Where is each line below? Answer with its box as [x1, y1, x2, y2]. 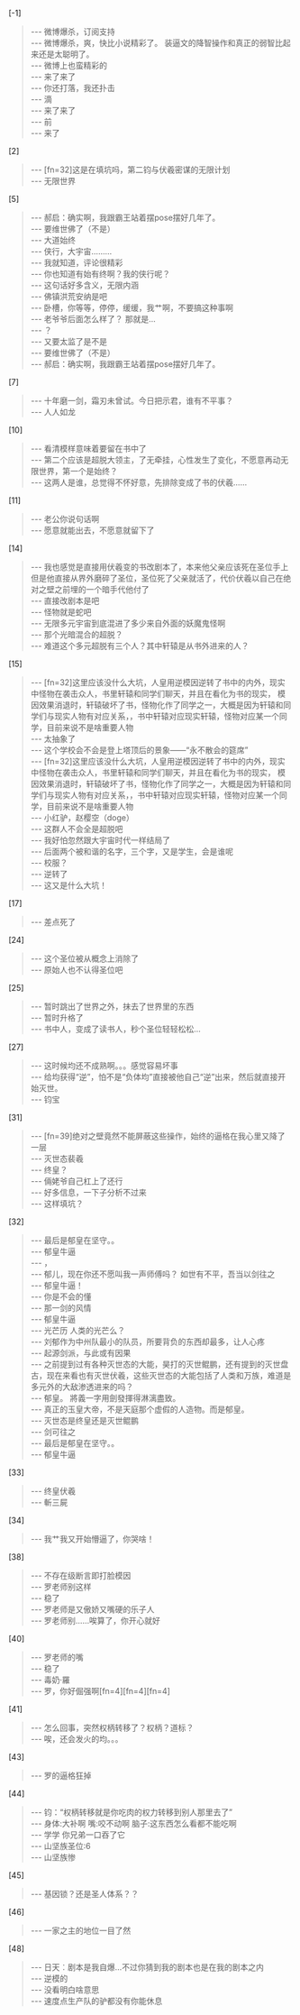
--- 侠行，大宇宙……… [30, 246, 113, 256]
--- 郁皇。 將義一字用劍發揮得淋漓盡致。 [30, 1393, 181, 1403]
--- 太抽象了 [30, 734, 77, 744]
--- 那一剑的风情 [30, 1303, 92, 1313]
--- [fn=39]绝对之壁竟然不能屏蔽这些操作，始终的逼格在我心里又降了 [30, 1131, 286, 1141]
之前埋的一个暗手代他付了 [54, 584, 150, 594]
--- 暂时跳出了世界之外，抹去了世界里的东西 [30, 1001, 195, 1012]
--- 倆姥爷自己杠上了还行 [30, 1176, 123, 1186]
